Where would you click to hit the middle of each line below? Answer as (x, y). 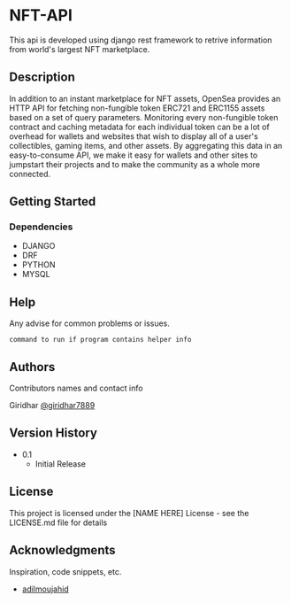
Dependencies (41, 227)
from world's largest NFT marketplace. (80, 49)
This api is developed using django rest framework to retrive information (141, 40)
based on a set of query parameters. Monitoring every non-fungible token (144, 117)
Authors (32, 367)
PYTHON (38, 265)
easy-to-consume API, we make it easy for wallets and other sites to (134, 155)
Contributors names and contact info (76, 388)
